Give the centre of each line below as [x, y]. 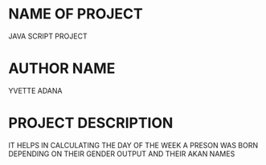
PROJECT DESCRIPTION [91, 123]
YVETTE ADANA [35, 91]
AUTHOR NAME [62, 68]
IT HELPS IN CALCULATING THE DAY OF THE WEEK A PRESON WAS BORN [133, 145]
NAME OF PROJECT [76, 14]
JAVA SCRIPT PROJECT [48, 36]
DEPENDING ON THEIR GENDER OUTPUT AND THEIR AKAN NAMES [122, 154]
